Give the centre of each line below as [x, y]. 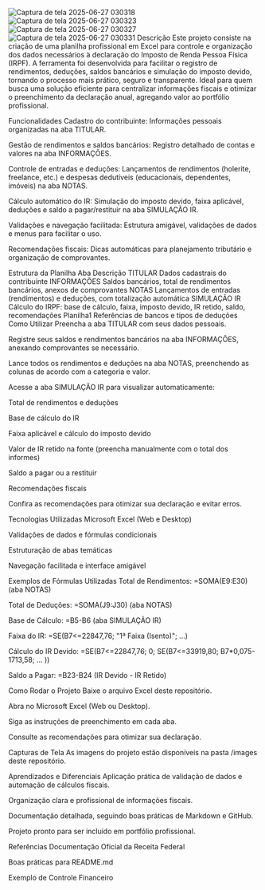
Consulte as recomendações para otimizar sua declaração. [105, 737]
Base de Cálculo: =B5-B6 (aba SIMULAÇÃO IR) [85, 620]
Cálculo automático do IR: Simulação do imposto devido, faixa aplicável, [126, 201]
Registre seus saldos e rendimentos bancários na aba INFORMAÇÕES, [123, 339]
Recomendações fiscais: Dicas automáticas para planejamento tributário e [130, 249]
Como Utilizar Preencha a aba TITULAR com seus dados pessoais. [117, 324]
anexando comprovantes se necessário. [74, 348]
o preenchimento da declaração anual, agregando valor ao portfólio [119, 97]
